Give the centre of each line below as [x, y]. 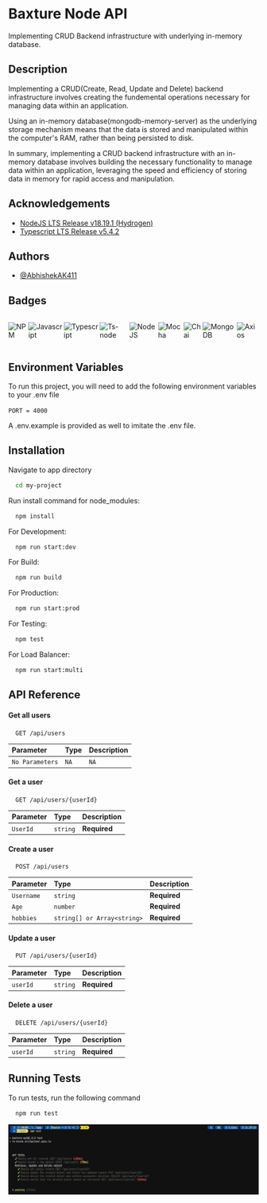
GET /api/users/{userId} [56, 800]
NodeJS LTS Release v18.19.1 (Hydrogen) [86, 223]
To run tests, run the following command [74, 1098]
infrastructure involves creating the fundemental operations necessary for [129, 97]
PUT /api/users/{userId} [56, 956]
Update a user [32, 938]
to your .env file [34, 394]
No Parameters [35, 762]
